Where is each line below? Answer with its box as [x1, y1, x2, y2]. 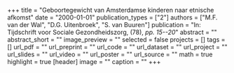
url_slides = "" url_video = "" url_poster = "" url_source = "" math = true [7, 50, 213, 58]
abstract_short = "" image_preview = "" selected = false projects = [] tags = [7, 35, 226, 44]
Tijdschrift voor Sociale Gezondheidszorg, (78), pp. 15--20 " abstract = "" [7, 28, 217, 36]
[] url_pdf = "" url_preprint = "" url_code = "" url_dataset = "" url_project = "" [7, 43, 228, 51]
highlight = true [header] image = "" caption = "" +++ [7, 58, 161, 65]
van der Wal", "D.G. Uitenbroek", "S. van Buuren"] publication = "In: [7, 21, 201, 29]
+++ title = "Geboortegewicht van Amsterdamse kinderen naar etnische [7, 6, 214, 14]
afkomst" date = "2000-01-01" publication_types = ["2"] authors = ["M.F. [7, 13, 218, 22]
